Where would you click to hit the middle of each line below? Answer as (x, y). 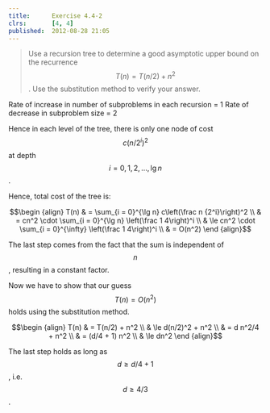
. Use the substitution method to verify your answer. (114, 89)
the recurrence (53, 62)
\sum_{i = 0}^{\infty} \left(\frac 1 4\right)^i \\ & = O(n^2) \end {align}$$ (135, 229)
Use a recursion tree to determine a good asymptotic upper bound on (143, 54)
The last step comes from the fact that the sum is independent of (116, 244)
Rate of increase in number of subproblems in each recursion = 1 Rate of (129, 105)
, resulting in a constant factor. (59, 269)
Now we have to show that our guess (70, 285)
